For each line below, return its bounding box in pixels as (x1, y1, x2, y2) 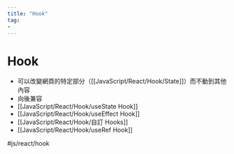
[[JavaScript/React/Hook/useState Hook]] (17, 102, 138, 111)
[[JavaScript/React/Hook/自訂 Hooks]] (17, 118, 129, 126)
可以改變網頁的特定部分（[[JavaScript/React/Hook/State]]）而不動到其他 (17, 77, 227, 86)
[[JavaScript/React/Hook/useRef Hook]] (17, 126, 133, 134)
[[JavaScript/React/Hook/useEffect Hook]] (17, 109, 140, 118)
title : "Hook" (7, 10, 49, 17)
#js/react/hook (7, 139, 50, 148)
